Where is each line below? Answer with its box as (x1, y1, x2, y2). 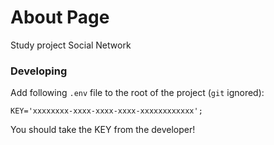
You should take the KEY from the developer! (10, 124, 196, 136)
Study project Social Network (10, 39, 132, 51)
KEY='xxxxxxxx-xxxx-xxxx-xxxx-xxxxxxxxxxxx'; (10, 106, 203, 116)
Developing (10, 64, 68, 78)
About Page (10, 6, 110, 29)
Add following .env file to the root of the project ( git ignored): (10, 87, 265, 99)
